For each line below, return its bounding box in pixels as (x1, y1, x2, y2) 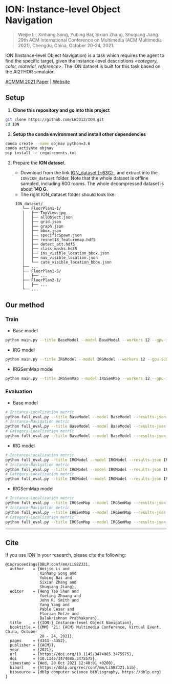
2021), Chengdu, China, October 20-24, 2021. (17, 42, 115, 48)
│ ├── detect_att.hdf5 (22, 242, 75, 247)
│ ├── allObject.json (22, 215, 73, 220)
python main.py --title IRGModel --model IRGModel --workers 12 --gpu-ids (5, 356, 168, 362)
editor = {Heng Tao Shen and (10, 589, 79, 594)
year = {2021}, (10, 647, 54, 652)
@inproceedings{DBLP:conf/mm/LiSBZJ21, (5, 562, 91, 567)
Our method (5, 300, 45, 309)
